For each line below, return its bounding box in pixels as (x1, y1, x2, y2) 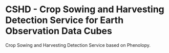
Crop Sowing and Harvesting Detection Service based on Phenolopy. (5, 42, 151, 48)
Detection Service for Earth (5, 14, 124, 26)
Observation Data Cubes (5, 25, 113, 37)
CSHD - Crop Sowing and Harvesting (5, 4, 165, 15)
